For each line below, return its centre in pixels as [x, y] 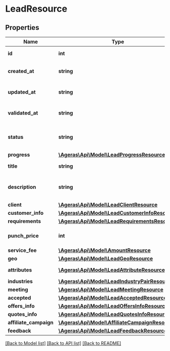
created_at [21, 71]
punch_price [23, 236]
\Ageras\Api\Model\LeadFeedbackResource [113, 331]
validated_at [23, 113]
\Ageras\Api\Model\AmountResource [104, 250]
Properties [22, 28]
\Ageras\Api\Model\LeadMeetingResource [111, 289]
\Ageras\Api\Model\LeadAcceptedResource [113, 298]
